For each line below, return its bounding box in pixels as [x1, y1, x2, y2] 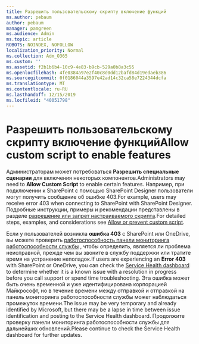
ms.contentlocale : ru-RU [6, 86, 68, 92]
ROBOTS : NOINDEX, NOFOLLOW [6, 42, 73, 48]
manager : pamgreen [6, 25, 52, 32]
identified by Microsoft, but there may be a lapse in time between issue [6, 306, 181, 313]
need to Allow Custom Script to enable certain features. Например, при [6, 180, 185, 187]
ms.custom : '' [6, 58, 42, 64]
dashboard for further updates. [6, 331, 82, 338]
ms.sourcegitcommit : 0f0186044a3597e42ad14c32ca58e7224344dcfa [6, 75, 167, 81]
